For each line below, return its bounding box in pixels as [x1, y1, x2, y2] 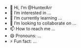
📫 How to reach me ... [9, 26, 55, 31]
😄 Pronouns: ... [9, 33, 42, 39]
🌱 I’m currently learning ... [9, 15, 62, 21]
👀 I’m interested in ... [9, 10, 52, 16]
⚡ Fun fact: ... [9, 38, 37, 44]
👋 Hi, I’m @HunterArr [9, 5, 53, 10]
